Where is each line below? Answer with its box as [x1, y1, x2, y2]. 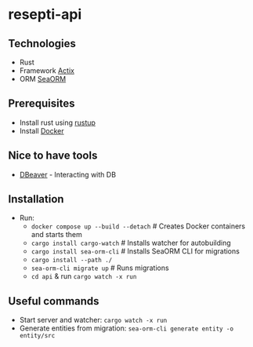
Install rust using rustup [19, 118, 96, 127]
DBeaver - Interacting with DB [19, 170, 116, 179]
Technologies [8, 37, 77, 50]
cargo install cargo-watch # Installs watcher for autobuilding [31, 238, 231, 248]
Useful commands [8, 294, 99, 308]
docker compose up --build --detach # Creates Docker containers [31, 221, 245, 231]
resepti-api [8, 5, 82, 24]
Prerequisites [8, 97, 75, 111]
